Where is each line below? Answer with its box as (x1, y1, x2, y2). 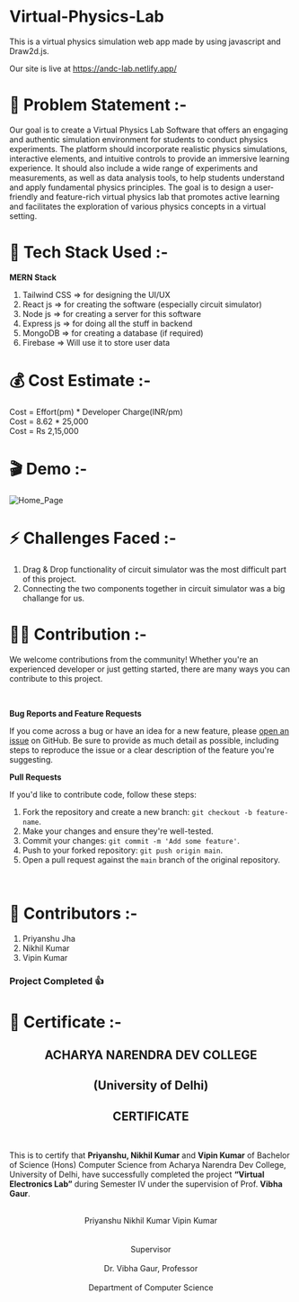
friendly (9, 191, 39, 202)
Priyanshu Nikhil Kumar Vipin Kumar (84, 1216, 218, 1226)
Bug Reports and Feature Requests (9, 708, 142, 719)
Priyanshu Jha (22, 933, 76, 944)
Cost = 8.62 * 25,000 (9, 416, 89, 427)
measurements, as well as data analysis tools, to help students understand (9, 172, 285, 183)
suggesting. (9, 754, 54, 764)
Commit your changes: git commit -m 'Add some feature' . (22, 835, 240, 845)
